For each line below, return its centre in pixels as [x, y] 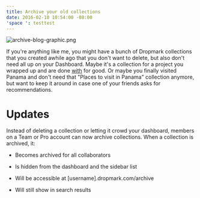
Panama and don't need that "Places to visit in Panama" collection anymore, [100, 77]
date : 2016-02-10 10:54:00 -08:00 [50, 17]
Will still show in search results [53, 190]
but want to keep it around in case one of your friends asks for [83, 83]
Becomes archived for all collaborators [63, 155]
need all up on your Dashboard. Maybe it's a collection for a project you [95, 64]
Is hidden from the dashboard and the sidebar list [76, 167]
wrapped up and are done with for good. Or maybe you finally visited [92, 71]
